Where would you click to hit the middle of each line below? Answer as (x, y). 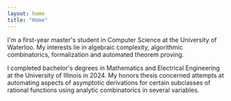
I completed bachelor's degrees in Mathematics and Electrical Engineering (113, 68)
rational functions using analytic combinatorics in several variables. (103, 90)
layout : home (26, 13)
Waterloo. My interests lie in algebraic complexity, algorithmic (95, 47)
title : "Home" (28, 20)
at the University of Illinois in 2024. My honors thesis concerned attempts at (115, 75)
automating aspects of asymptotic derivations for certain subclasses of (109, 82)
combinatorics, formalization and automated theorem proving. (96, 54)
